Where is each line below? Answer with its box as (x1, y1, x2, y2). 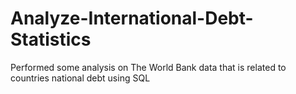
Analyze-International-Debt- (10, 7, 254, 30)
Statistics (10, 28, 92, 51)
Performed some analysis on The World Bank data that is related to (10, 61, 287, 73)
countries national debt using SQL (10, 72, 151, 84)
